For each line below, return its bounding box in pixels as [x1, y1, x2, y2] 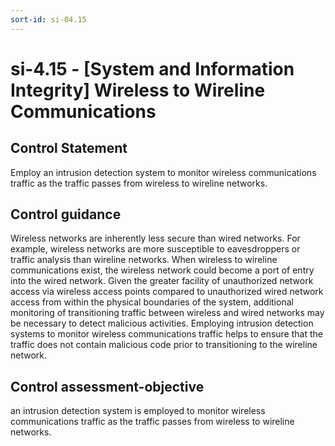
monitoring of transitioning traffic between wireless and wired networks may [10, 307, 325, 319]
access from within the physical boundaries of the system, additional [10, 296, 294, 308]
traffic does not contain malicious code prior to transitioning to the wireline [10, 339, 318, 351]
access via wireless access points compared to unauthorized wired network [10, 286, 324, 298]
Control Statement [10, 140, 128, 157]
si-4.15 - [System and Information [10, 57, 295, 80]
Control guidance [10, 206, 122, 223]
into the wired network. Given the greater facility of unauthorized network [10, 275, 314, 287]
